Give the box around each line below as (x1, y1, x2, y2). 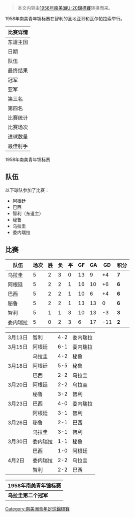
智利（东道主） (12, 210, 44, 216)
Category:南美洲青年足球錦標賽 (5, 505, 70, 511)
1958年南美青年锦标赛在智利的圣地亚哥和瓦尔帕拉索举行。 (5, 16, 125, 22)
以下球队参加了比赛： (5, 187, 49, 193)
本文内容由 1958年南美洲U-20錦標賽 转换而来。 (17, 5, 113, 11)
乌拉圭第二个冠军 (8, 492, 49, 499)
